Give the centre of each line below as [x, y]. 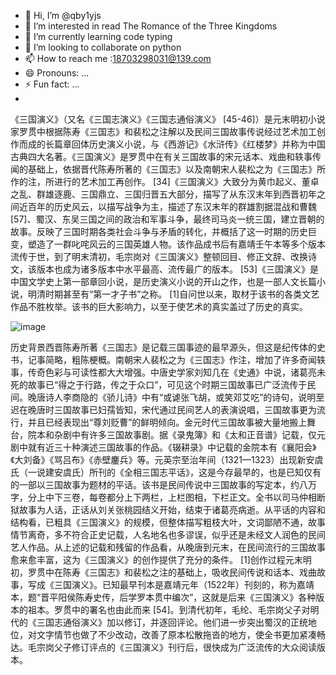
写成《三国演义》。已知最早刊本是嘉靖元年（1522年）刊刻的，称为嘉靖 [171, 584]
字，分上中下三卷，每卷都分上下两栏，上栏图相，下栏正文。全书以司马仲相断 [168, 497]
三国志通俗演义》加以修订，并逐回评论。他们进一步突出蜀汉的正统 [172, 622]
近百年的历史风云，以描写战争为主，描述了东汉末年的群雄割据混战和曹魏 [167, 206]
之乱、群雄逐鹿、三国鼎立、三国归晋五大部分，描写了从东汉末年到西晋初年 [163, 194]
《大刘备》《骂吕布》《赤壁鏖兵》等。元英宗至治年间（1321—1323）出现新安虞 [167, 459]
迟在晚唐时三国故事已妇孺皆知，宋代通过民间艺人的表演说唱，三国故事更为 [163, 409]
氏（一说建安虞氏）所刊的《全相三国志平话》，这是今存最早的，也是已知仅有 [166, 472]
